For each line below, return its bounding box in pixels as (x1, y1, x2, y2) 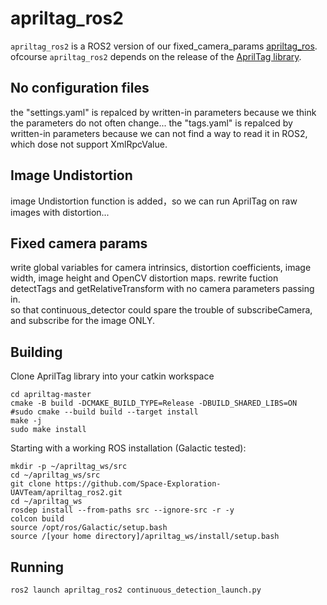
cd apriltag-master (10, 390, 92, 400)
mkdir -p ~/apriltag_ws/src (10, 462, 128, 472)
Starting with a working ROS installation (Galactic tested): (10, 442, 247, 454)
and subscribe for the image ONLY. (10, 315, 156, 327)
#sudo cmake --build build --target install (10, 407, 199, 417)
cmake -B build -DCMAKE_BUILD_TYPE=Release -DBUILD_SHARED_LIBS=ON (10, 398, 298, 409)
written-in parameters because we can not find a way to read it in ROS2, (10, 127, 308, 139)
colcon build (10, 514, 65, 524)
